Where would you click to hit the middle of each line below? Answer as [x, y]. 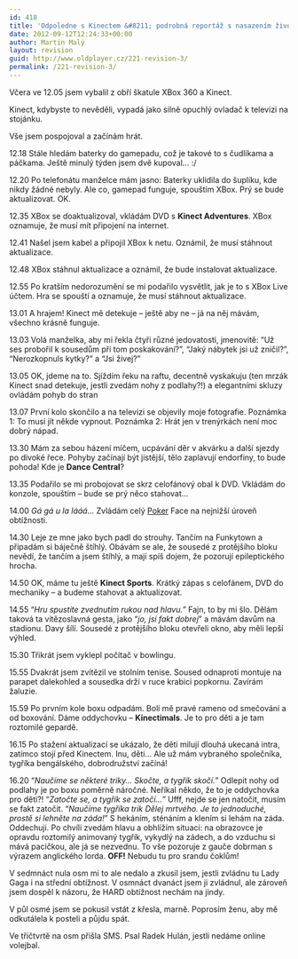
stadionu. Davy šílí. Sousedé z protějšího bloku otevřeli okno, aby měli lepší [146, 628]
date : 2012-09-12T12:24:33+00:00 [71, 34]
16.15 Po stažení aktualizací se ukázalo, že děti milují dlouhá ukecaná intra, [145, 744]
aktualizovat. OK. [40, 198]
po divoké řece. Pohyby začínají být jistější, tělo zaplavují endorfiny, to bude [148, 457]
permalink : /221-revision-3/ [63, 67]
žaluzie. [24, 691]
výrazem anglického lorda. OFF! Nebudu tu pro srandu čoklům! [124, 856]
